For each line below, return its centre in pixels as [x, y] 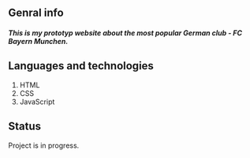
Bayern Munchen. [38, 41]
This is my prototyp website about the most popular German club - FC [125, 33]
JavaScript [37, 101]
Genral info [36, 13]
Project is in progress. [44, 145]
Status [25, 126]
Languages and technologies [81, 66]
